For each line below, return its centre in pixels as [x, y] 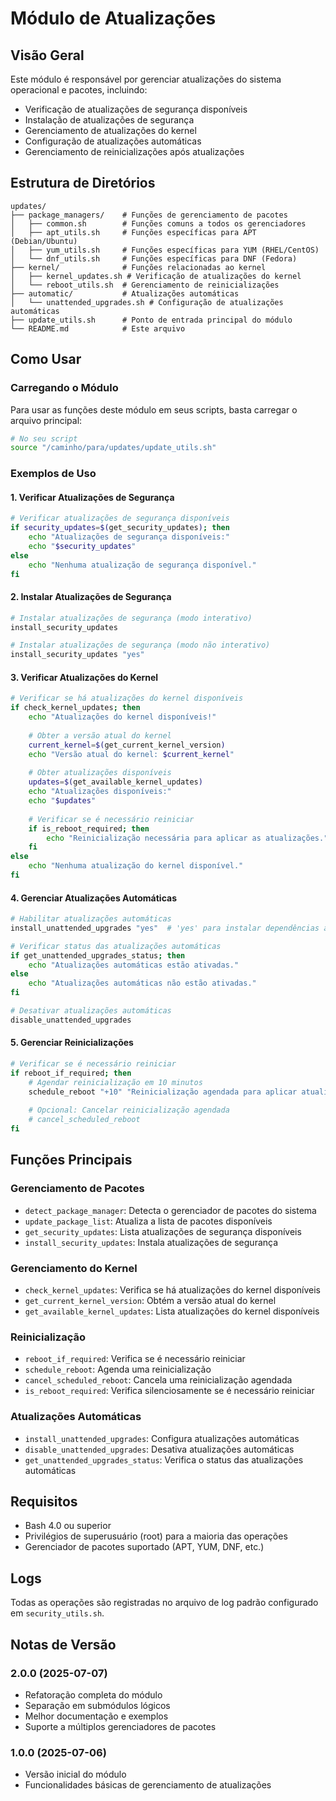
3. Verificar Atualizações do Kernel [84, 677]
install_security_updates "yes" [77, 655]
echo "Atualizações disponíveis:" [100, 792]
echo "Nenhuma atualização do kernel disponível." [136, 866]
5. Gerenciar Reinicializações [72, 1043]
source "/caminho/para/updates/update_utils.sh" [113, 448]
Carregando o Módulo [64, 388]
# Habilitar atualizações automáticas [91, 919]
